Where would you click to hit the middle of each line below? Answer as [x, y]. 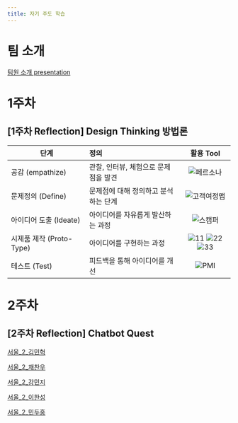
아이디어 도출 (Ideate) [46, 220]
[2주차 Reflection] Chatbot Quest [81, 334]
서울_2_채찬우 [27, 367]
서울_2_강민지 [27, 382]
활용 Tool [205, 153]
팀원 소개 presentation [39, 72]
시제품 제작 [28, 238]
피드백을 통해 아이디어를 [127, 260]
